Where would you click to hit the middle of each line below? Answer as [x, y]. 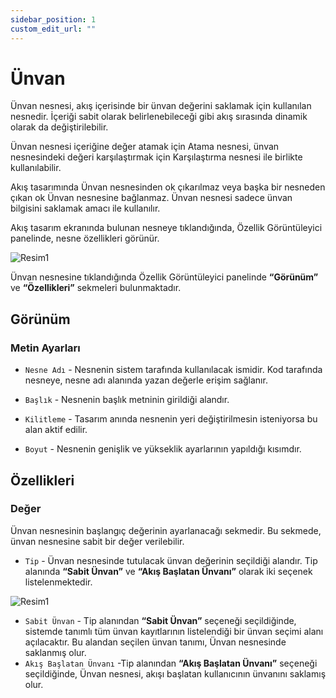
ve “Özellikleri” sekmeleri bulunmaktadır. [96, 288]
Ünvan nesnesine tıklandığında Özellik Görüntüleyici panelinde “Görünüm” [164, 277]
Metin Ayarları [45, 348]
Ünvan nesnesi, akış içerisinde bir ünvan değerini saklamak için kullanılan [161, 106]
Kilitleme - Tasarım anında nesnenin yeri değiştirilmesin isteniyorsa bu [171, 419]
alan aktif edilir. [56, 430]
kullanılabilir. [36, 168]
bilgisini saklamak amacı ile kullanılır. [85, 208]
